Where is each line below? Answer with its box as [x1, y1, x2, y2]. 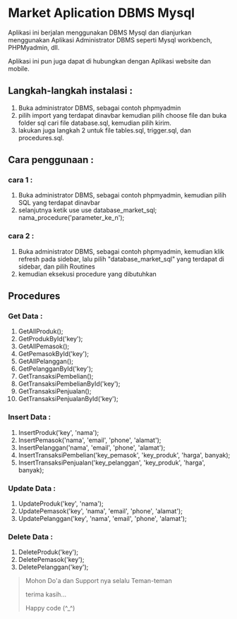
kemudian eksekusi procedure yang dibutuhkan [18, 269, 157, 278]
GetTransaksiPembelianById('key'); [18, 379, 121, 388]
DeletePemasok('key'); [18, 556, 85, 564]
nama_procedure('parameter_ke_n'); [18, 214, 125, 222]
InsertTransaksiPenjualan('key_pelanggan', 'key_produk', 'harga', [18, 458, 205, 467]
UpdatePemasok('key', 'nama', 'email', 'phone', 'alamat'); [18, 507, 183, 515]
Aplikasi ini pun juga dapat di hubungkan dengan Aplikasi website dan [8, 56, 211, 65]
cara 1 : [8, 175, 33, 185]
